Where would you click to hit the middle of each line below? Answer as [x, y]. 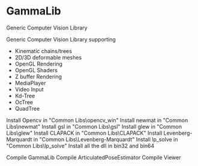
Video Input [29, 89]
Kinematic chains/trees [43, 51]
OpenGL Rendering [39, 64]
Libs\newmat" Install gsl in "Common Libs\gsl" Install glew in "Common [94, 126]
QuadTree [27, 108]
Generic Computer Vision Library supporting [61, 39]
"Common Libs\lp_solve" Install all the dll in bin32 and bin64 [80, 146]
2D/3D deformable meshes [48, 57]
